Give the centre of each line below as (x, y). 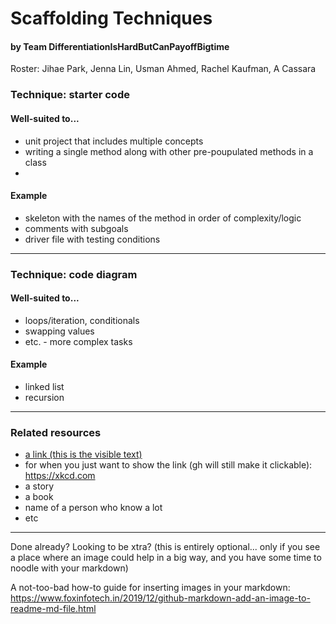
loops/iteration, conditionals (82, 320)
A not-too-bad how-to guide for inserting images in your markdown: (150, 588)
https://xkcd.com (60, 476)
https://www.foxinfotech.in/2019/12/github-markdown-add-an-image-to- (160, 598)
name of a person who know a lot (93, 508)
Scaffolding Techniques (111, 18)
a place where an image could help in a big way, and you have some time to (166, 558)
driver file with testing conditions (92, 239)
